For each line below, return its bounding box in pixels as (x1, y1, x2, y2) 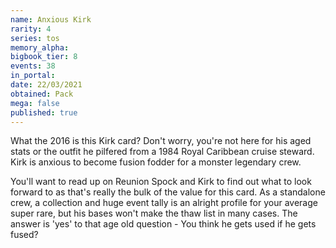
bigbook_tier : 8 (10, 52, 78, 62)
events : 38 (10, 61, 56, 71)
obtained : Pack (10, 89, 74, 99)
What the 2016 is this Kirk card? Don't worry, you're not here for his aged (10, 135, 312, 147)
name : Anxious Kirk (10, 14, 92, 25)
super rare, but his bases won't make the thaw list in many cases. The (10, 207, 298, 220)
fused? (10, 229, 39, 241)
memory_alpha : (10, 42, 70, 53)
